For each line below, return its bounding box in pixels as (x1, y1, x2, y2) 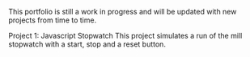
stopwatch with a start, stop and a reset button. (8, 39, 166, 49)
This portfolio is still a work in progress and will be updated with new (8, 7, 237, 16)
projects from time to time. (8, 15, 97, 25)
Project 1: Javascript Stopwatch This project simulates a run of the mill (8, 31, 243, 40)
